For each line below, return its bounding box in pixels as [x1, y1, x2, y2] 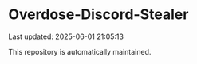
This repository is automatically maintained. [8, 47, 152, 56]
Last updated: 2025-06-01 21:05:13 [8, 32, 124, 41]
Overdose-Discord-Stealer [8, 6, 189, 24]
